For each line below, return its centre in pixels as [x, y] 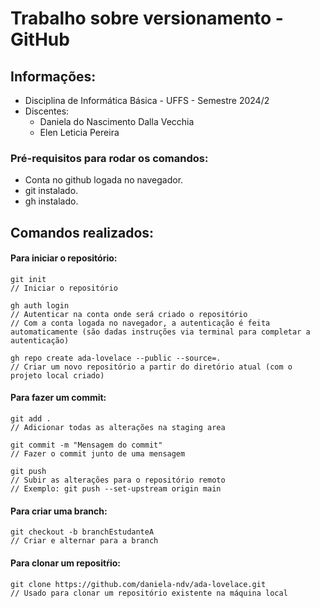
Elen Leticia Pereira [79, 132]
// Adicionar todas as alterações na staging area [118, 428]
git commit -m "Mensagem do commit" [86, 445]
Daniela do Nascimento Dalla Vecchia [117, 121]
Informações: [53, 76]
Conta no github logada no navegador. [104, 180]
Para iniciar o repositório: [64, 258]
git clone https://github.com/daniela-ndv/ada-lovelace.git [138, 584]
